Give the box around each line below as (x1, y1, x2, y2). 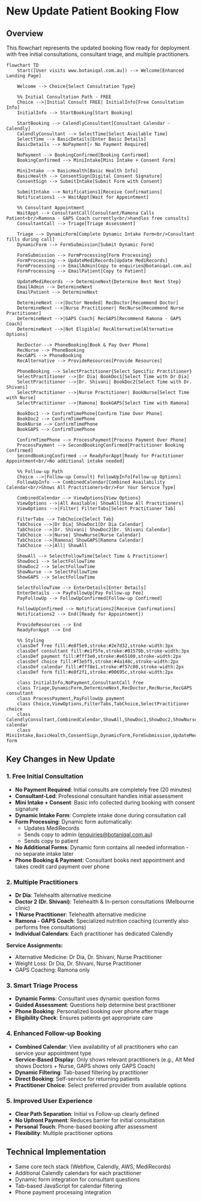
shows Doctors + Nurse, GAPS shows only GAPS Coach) (14, 1062, 156, 1069)
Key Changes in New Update (6, 754, 115, 764)
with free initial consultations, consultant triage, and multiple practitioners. (6, 51, 190, 58)
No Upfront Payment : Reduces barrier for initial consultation (14, 1116, 165, 1124)
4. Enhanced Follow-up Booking (6, 1030, 101, 1038)
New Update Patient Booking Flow (6, 4, 179, 18)
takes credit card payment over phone (14, 862, 110, 870)
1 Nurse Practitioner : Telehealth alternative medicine (14, 911, 146, 918)
